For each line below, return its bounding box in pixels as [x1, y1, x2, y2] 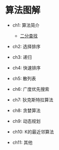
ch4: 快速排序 [12, 65, 41, 71]
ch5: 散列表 [12, 75, 36, 81]
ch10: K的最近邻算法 [12, 128, 54, 134]
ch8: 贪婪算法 [12, 107, 41, 113]
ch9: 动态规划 [12, 118, 41, 124]
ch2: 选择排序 [12, 43, 41, 49]
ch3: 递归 [12, 54, 32, 60]
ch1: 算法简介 [12, 22, 40, 28]
